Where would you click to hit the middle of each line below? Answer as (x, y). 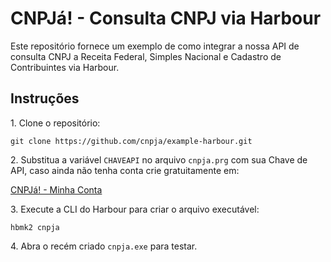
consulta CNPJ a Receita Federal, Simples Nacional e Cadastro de (146, 56)
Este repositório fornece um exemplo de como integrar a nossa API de (155, 46)
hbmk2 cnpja (35, 227)
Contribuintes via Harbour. (65, 67)
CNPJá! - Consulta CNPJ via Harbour (166, 18)
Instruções (45, 98)
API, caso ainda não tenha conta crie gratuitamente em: (125, 170)
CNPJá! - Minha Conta (56, 189)
